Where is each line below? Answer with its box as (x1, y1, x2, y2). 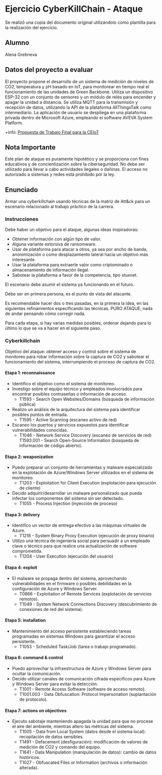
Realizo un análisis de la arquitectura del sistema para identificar (12, 406, 141, 412)
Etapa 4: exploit (5, 564, 37, 570)
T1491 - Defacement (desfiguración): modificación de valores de (19, 739, 148, 745)
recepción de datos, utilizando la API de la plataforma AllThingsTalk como (5, 104, 151, 110)
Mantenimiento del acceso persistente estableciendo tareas (12, 628, 132, 634)
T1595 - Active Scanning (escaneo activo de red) (19, 416, 117, 423)
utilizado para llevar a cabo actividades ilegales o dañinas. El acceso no (5, 166, 148, 172)
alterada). (19, 765, 39, 771)
